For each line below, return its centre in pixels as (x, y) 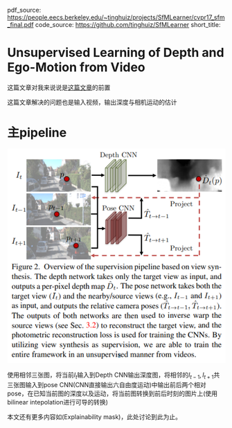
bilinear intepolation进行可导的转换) (58, 402)
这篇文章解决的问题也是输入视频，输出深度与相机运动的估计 (92, 102)
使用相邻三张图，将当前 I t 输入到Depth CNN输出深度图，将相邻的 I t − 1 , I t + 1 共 (114, 375)
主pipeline (37, 133)
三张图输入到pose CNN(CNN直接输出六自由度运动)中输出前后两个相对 (107, 384)
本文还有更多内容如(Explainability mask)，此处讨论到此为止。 (95, 417)
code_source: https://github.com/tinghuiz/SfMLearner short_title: (128, 25)
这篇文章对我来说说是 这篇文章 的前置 (59, 87)
